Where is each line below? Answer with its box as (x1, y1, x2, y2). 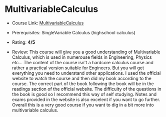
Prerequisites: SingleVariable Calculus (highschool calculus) (11, 29, 135, 35)
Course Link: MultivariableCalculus (11, 20, 84, 26)
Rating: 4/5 (11, 39, 35, 45)
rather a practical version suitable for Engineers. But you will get (11, 65, 144, 71)
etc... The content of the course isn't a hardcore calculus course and (11, 59, 153, 65)
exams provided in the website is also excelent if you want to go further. (11, 96, 160, 103)
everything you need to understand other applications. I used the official (11, 70, 161, 76)
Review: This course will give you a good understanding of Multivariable (11, 49, 160, 55)
